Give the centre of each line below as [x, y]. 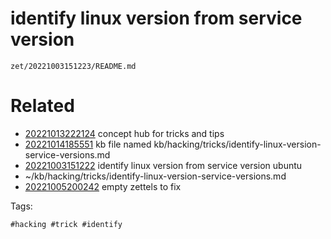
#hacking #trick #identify [66, 224]
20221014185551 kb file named [88, 144]
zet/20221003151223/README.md [73, 66]
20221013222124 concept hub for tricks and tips [124, 133]
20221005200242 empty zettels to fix [103, 186]
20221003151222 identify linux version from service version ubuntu [163, 165]
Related [42, 106]
